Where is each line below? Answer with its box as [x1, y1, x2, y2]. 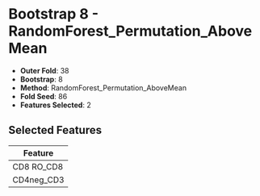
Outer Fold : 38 [19, 65, 69, 75]
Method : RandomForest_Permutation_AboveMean [19, 82, 187, 93]
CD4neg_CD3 [12, 174, 65, 186]
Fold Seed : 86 [19, 91, 68, 101]
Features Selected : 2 [19, 100, 91, 110]
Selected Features [8, 123, 103, 137]
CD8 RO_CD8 [12, 161, 64, 172]
